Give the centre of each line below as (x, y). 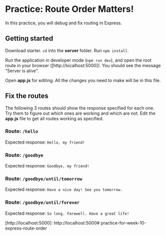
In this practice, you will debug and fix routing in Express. (64, 23)
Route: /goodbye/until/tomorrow (44, 179)
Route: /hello (22, 131)
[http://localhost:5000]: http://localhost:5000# (53, 223)
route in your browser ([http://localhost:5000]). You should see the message (83, 65)
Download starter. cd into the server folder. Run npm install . (67, 50)
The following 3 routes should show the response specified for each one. (80, 108)
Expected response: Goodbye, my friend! (47, 166)
